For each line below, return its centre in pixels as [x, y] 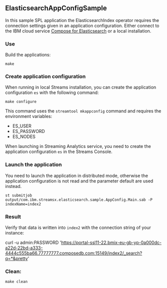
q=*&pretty [17, 258]
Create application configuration [46, 76]
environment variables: [29, 116]
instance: [15, 233]
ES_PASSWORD [29, 131]
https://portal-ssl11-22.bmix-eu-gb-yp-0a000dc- [111, 242]
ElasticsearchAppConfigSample [56, 8]
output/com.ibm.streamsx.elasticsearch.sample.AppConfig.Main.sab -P [79, 199]
